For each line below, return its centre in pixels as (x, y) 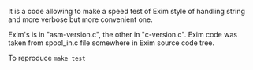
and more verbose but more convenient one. (80, 19)
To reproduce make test (47, 58)
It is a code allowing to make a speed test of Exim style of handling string (127, 11)
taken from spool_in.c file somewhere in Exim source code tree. (112, 43)
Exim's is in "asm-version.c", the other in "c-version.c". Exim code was (123, 35)
